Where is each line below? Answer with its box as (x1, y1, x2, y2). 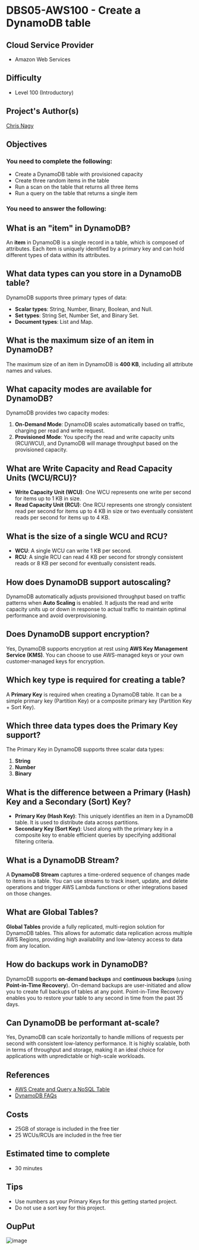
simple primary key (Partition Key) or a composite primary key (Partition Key (6, 697, 192, 704)
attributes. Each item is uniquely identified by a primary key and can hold (6, 245, 185, 252)
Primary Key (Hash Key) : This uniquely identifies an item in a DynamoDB (14, 812, 194, 820)
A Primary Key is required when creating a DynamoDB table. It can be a (6, 691, 182, 698)
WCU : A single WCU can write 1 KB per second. (14, 547, 132, 555)
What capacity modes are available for (6, 384, 152, 394)
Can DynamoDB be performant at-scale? (6, 1018, 160, 1028)
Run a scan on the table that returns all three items (14, 183, 138, 191)
